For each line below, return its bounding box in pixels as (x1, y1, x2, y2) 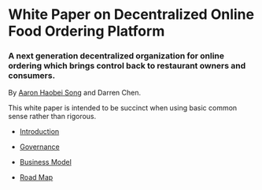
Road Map (19, 173, 54, 182)
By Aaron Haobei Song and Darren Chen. (8, 88, 142, 98)
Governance (19, 142, 61, 151)
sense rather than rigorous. (8, 112, 97, 121)
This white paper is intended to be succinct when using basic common (8, 103, 238, 113)
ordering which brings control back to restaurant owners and (8, 61, 246, 72)
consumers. (8, 70, 56, 81)
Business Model (19, 158, 72, 167)
